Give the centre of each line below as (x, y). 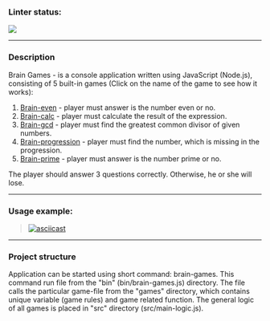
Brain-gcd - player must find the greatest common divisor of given (130, 124)
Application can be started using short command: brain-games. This (121, 274)
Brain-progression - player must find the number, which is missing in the (139, 141)
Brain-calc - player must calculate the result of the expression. (123, 116)
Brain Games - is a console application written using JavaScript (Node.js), (131, 75)
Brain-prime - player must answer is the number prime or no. (121, 158)
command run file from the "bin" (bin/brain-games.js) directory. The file (127, 282)
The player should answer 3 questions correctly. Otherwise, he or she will (130, 174)
